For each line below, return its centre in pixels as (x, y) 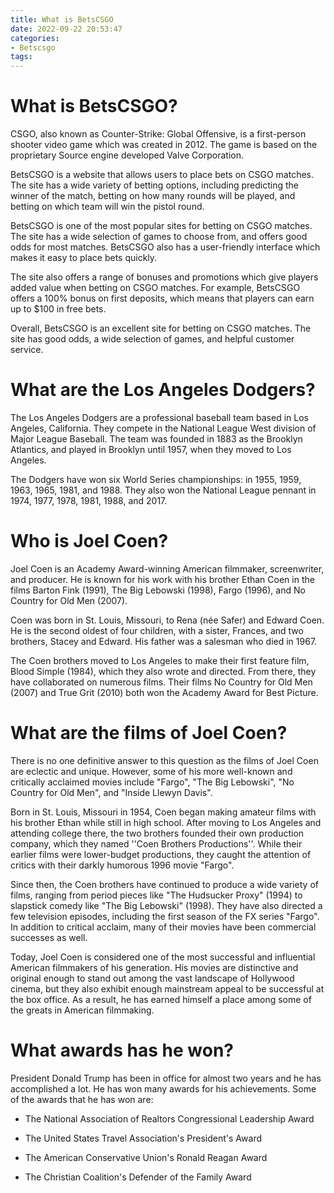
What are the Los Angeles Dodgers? (163, 390)
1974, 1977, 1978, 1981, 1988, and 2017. (89, 500)
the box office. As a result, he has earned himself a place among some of (161, 999)
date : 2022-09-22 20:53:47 (66, 29)
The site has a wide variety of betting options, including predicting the (154, 185)
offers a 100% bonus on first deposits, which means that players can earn (162, 298)
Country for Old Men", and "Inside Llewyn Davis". (111, 792)
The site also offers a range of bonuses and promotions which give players (164, 277)
